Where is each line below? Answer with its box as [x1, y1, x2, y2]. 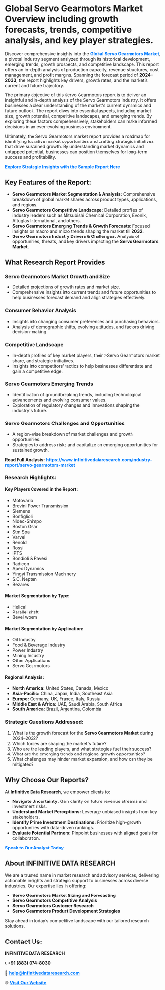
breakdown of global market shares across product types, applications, [12, 196, 157, 202]
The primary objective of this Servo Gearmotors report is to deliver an [5, 92, 147, 98]
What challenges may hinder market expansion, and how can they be [12, 756, 153, 762]
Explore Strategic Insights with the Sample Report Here [5, 164, 120, 170]
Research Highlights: [5, 474, 57, 481]
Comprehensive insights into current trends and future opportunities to [12, 289, 156, 295]
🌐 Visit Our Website [5, 980, 47, 986]
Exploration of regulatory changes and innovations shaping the [12, 402, 140, 408]
